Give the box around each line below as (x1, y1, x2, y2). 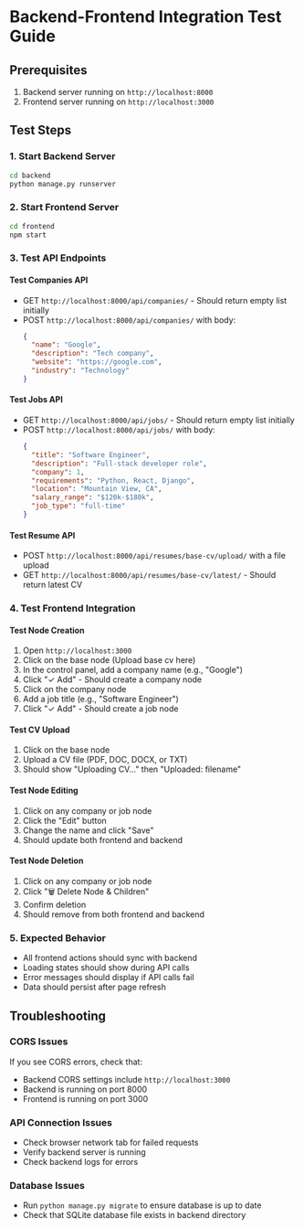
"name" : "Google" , (31, 340, 101, 349)
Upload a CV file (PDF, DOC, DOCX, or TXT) (22, 754, 188, 765)
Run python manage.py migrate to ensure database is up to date (22, 1200, 262, 1211)
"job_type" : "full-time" (31, 501, 126, 511)
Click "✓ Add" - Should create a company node (22, 674, 203, 685)
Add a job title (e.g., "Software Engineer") (22, 693, 180, 705)
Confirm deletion (22, 899, 87, 910)
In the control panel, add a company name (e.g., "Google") (22, 665, 244, 676)
